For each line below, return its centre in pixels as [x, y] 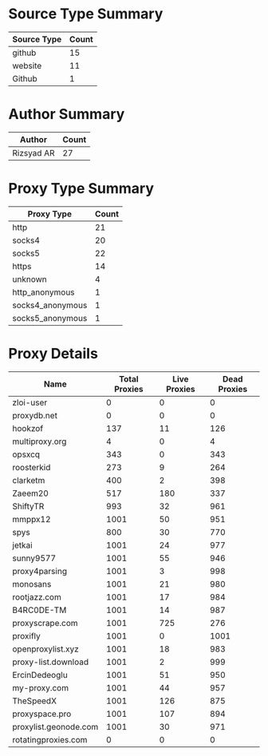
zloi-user [30, 402]
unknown [30, 279]
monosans [32, 584]
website [27, 65]
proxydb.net [35, 415]
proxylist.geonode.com [55, 726]
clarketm [29, 480]
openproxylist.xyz [46, 649]
